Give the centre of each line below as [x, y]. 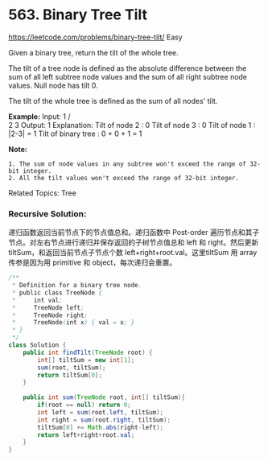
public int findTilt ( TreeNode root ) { [88, 352]
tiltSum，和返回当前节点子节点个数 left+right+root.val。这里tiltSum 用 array [133, 253]
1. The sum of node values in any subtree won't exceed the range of [128, 164]
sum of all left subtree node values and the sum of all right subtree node [128, 76]
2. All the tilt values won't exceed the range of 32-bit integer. [124, 178]
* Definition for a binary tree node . [77, 286]
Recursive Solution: [47, 213]
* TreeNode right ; [50, 315]
